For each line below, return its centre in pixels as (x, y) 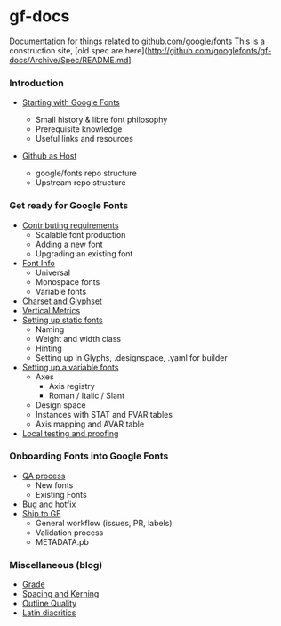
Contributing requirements (70, 225)
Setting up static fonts (63, 320)
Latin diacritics (49, 613)
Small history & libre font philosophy (101, 120)
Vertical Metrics (51, 310)
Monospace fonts (68, 281)
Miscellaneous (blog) (56, 565)
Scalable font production (80, 234)
